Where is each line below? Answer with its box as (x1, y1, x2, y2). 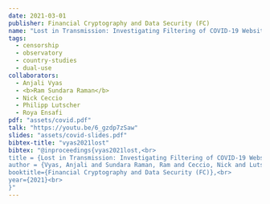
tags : (8, 34, 27, 43)
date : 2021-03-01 (8, 11, 67, 20)
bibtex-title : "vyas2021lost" (8, 138, 110, 147)
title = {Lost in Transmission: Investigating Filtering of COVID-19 (8, 153, 247, 161)
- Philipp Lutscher (15, 101, 81, 109)
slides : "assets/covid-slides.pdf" (8, 131, 128, 139)
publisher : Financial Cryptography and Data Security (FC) (8, 19, 211, 27)
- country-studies (15, 57, 78, 65)
